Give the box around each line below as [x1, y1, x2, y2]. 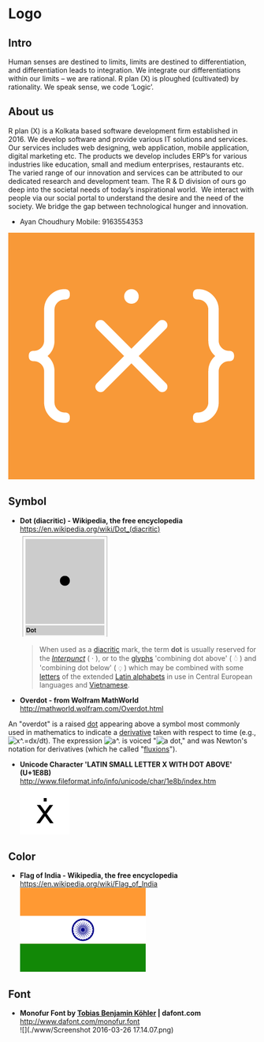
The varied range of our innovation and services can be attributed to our [8, 167, 244, 178]
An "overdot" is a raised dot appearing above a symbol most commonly [8, 719, 240, 729]
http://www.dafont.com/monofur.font [19, 1017, 140, 1026]
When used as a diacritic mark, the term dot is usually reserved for [39, 644, 257, 654]
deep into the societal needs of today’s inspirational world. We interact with [8, 185, 255, 194]
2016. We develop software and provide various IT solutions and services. [8, 134, 248, 144]
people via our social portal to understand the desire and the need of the [8, 193, 244, 202]
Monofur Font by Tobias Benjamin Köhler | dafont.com [19, 1008, 201, 1018]
